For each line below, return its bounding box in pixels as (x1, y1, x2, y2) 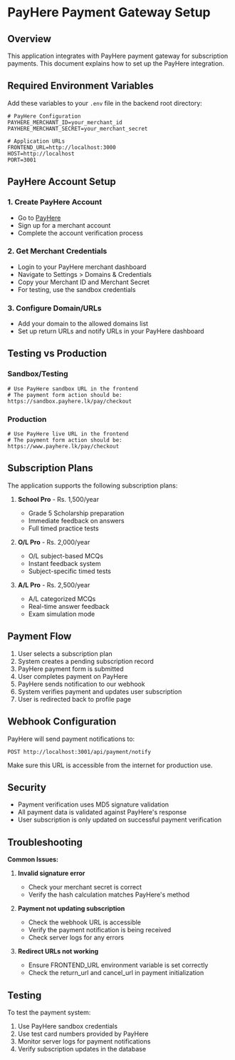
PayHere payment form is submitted (17, 665, 124, 673)
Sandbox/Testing (7, 369, 69, 379)
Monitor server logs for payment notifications (17, 1036, 151, 1046)
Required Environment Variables (7, 80, 155, 92)
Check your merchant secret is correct (28, 883, 142, 892)
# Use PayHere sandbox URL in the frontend (7, 385, 139, 393)
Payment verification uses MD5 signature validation (17, 800, 169, 809)
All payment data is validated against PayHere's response (17, 808, 187, 817)
